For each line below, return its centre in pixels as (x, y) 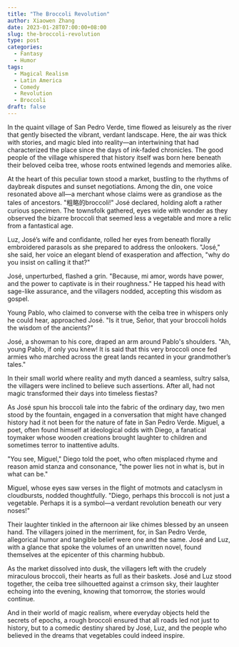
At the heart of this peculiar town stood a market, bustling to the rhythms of (118, 178)
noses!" (19, 510)
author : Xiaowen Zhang (41, 21)
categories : (25, 47)
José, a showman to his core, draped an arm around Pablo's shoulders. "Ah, (119, 341)
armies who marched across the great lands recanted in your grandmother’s (119, 357)
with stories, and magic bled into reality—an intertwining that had (103, 142)
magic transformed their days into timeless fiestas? (83, 393)
